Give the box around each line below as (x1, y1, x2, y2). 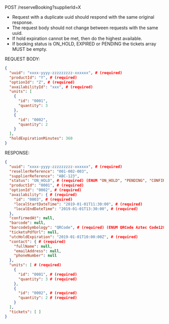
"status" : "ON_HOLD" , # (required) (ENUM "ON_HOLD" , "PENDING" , (9, 178, 147, 183)
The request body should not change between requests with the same (12, 25, 158, 31)
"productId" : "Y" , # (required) (9, 75, 78, 80)
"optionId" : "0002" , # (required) (9, 187, 82, 193)
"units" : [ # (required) (9, 263, 62, 268)
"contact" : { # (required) (9, 239, 66, 244)
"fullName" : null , (14, 244, 52, 249)
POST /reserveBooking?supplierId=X (5, 5, 81, 10)
